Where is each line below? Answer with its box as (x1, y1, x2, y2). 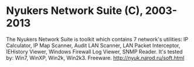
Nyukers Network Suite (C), (6, 4, 144, 17)
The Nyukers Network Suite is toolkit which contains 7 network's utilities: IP (6, 36, 189, 43)
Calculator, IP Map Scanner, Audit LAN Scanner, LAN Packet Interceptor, (6, 42, 181, 49)
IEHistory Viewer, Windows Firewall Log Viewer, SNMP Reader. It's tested (6, 48, 183, 55)
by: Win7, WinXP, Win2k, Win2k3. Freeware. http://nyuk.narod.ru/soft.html (6, 54, 185, 61)
